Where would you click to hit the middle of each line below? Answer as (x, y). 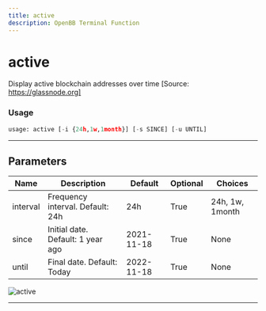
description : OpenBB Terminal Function (74, 23)
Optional (186, 184)
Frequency (67, 197)
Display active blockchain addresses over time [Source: (99, 84)
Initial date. (68, 229)
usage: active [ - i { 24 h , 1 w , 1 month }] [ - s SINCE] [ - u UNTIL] (108, 129)
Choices (232, 184)
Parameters (38, 161)
